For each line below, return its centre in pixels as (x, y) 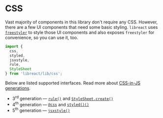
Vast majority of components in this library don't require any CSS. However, (81, 22)
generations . (18, 88)
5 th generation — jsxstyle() (41, 110)
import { (14, 46)
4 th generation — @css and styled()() (51, 104)
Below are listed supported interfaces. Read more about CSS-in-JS (73, 83)
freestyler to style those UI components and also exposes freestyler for (80, 32)
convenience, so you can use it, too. (42, 38)
